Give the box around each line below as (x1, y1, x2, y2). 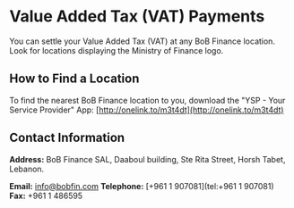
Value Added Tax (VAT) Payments (9, 6, 265, 27)
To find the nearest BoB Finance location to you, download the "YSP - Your (9, 95, 286, 105)
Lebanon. (9, 163, 45, 174)
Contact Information (9, 130, 125, 146)
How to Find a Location (9, 71, 140, 87)
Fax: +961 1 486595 (9, 190, 83, 201)
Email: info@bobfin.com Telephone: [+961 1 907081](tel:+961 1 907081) (9, 180, 274, 191)
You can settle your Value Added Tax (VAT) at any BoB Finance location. (9, 36, 276, 46)
